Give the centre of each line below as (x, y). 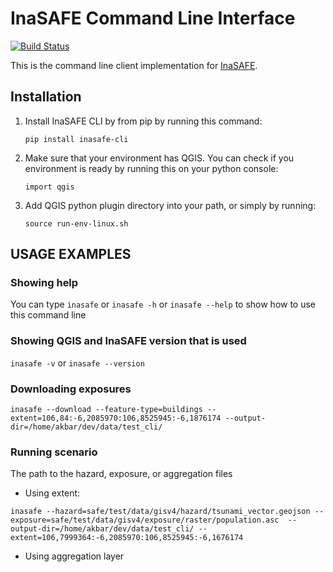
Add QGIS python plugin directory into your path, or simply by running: (170, 205)
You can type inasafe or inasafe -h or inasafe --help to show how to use (163, 304)
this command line (48, 315)
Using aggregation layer (74, 556)
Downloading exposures (71, 389)
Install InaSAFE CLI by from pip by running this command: (143, 121)
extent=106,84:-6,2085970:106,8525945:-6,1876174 (116, 418)
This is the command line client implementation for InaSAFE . (134, 65)
